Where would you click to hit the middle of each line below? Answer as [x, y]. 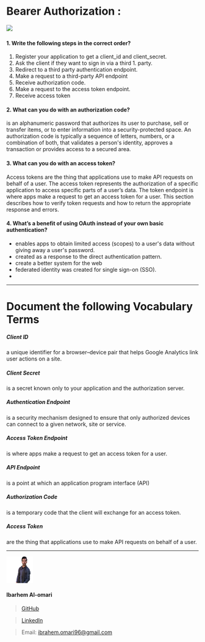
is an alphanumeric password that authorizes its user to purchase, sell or [98, 123]
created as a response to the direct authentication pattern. [88, 256]
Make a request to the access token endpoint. [73, 89]
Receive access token [43, 95]
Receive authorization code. [50, 83]
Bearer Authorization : [64, 11]
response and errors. [33, 209]
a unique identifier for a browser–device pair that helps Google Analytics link [102, 352]
